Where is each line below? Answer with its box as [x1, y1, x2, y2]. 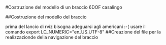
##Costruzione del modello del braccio [5, 14, 87, 19]
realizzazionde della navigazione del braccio [5, 34, 98, 40]
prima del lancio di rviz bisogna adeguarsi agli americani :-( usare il [5, 23, 146, 29]
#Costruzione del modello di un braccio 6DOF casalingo [5, 4, 123, 10]
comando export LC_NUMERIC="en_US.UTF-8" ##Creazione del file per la [5, 29, 161, 34]
